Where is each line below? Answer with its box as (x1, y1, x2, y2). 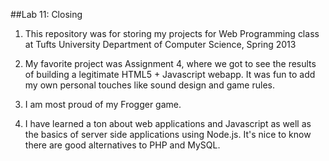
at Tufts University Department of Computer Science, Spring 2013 (24, 39, 297, 50)
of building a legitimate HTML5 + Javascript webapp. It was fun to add (24, 69, 316, 80)
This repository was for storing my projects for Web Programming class (24, 28, 320, 39)
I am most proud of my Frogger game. (24, 99, 182, 110)
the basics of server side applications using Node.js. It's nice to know (24, 129, 312, 140)
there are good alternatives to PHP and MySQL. (24, 139, 221, 151)
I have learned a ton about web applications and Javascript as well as (24, 118, 312, 129)
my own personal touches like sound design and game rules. (24, 79, 275, 91)
